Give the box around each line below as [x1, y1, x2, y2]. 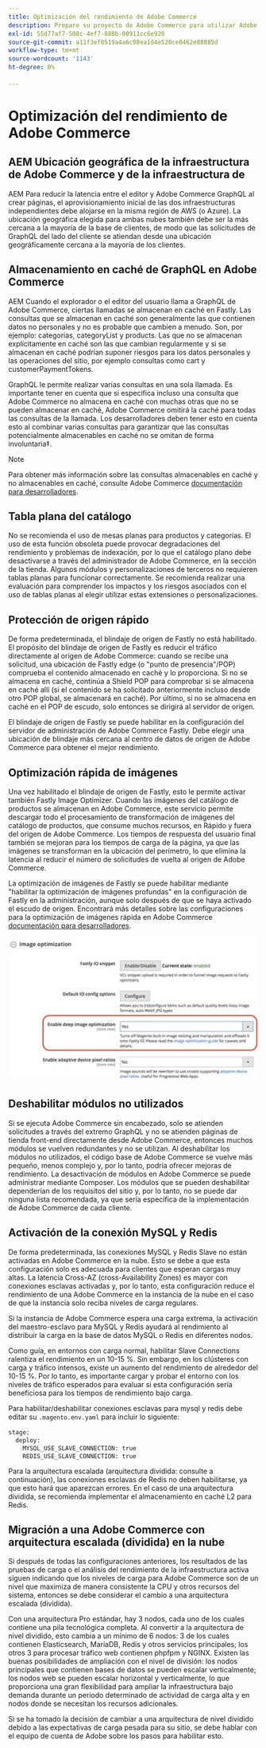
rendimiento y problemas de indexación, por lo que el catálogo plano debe [8, 548, 252, 557]
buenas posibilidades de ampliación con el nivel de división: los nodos [8, 1656, 238, 1666]
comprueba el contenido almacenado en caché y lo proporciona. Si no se [8, 668, 248, 678]
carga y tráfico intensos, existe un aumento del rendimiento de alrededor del [8, 1363, 258, 1372]
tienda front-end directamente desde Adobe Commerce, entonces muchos [8, 1135, 253, 1144]
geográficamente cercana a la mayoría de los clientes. [8, 240, 186, 249]
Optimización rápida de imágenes [8, 765, 179, 780]
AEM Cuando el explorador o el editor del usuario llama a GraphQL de [8, 296, 237, 306]
